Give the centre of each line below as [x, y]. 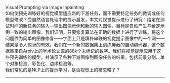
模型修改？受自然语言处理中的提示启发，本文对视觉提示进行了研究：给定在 [83, 19]
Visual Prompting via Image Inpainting [45, 7]
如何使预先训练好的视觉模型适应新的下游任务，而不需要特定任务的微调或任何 [85, 13]
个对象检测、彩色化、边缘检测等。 [41, 63]
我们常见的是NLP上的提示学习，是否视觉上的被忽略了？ [63, 70]
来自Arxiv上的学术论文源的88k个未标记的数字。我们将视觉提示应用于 [86, 51]
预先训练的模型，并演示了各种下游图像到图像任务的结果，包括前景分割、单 [87, 57]
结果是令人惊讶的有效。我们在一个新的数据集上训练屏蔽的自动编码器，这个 [83, 45]
